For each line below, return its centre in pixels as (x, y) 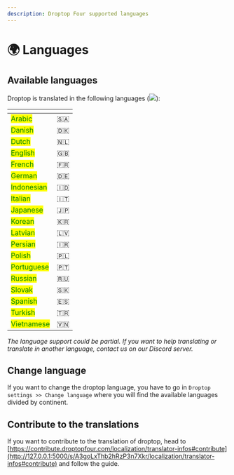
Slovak (22, 290)
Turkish (23, 312)
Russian (24, 278)
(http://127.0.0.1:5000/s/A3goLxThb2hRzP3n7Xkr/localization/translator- (111, 456)
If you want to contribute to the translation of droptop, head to (97, 441)
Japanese (27, 210)
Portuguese (30, 267)
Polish (21, 255)
